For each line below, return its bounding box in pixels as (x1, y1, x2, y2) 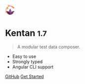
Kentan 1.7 (5, 28, 47, 39)
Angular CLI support (12, 64, 54, 70)
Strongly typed (12, 58, 43, 64)
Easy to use (12, 53, 36, 59)
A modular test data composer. (17, 43, 81, 49)
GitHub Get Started (5, 73, 44, 79)
